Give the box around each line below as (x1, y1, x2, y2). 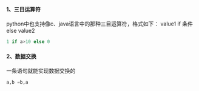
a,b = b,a (6, 79, 29, 86)
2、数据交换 (6, 52, 36, 60)
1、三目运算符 (6, 5, 41, 13)
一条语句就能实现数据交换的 (6, 67, 76, 75)
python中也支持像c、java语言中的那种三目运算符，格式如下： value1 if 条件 (6, 20, 193, 27)
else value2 (6, 27, 35, 35)
